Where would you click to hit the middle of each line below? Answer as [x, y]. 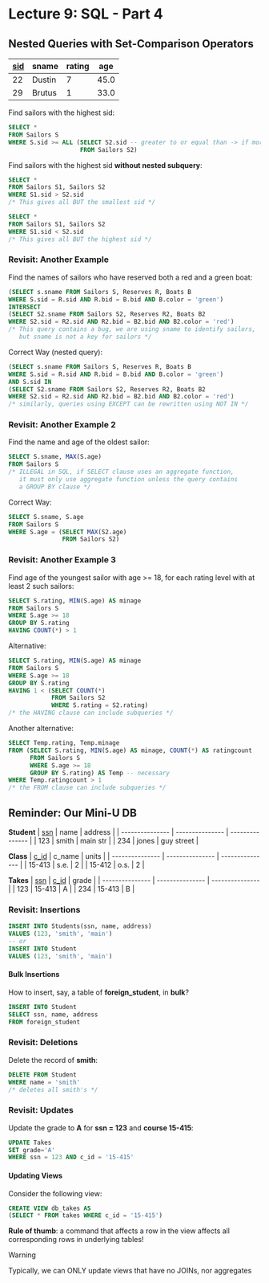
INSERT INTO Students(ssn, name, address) [80, 926]
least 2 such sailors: [41, 586]
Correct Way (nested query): [55, 352]
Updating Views [35, 1175]
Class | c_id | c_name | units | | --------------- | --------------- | [114, 856]
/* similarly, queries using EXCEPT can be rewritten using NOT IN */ [128, 404]
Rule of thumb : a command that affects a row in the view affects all [119, 1231]
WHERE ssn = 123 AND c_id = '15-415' [71, 1158]
